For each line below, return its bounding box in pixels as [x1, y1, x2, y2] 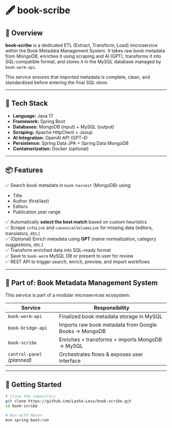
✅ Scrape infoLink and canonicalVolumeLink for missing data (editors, [5, 225, 153, 231]
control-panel [8, 351, 42, 358]
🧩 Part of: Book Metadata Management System [5, 278, 158, 287]
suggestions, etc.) [5, 241, 44, 248]
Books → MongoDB [58, 328, 106, 335]
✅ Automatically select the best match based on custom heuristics [5, 218, 147, 225]
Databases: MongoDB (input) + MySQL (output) [12, 123, 114, 129]
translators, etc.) [5, 230, 40, 236]
